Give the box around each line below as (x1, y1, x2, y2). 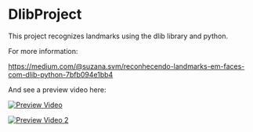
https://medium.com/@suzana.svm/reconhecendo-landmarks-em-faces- (8, 61, 245, 71)
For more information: (8, 46, 78, 55)
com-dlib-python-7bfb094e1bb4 (8, 70, 114, 79)
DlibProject (8, 5, 82, 23)
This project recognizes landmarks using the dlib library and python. (8, 31, 229, 41)
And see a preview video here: (8, 84, 107, 95)
